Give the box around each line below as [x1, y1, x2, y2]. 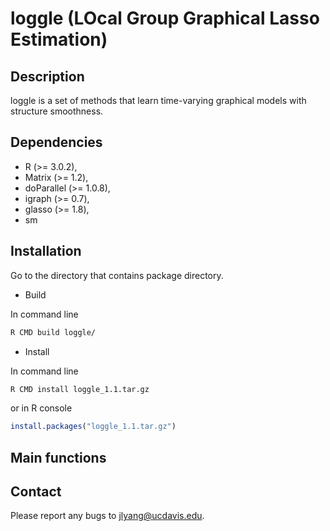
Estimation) [10, 28, 108, 51]
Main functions [10, 449, 107, 466]
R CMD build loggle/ [10, 327, 97, 337]
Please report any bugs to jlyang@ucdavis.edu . [10, 510, 205, 522]
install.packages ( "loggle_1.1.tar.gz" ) [10, 422, 177, 432]
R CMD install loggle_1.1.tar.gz [10, 384, 150, 394]
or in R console [10, 402, 73, 414]
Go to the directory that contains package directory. [10, 269, 224, 281]
